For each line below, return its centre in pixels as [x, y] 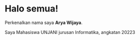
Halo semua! [31, 9]
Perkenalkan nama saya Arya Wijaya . [44, 22]
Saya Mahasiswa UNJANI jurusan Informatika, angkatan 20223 [70, 32]
